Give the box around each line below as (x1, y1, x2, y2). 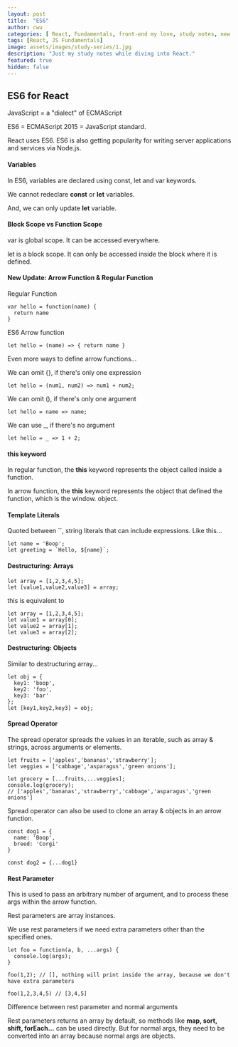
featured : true (7, 57, 53, 64)
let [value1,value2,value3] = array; (7, 584, 119, 591)
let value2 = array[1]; (7, 622, 78, 629)
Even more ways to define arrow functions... (7, 354, 137, 363)
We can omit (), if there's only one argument (7, 395, 136, 403)
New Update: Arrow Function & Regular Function (7, 274, 153, 282)
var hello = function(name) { (7, 304, 97, 311)
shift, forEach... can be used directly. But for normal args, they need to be (7, 1024, 225, 1033)
